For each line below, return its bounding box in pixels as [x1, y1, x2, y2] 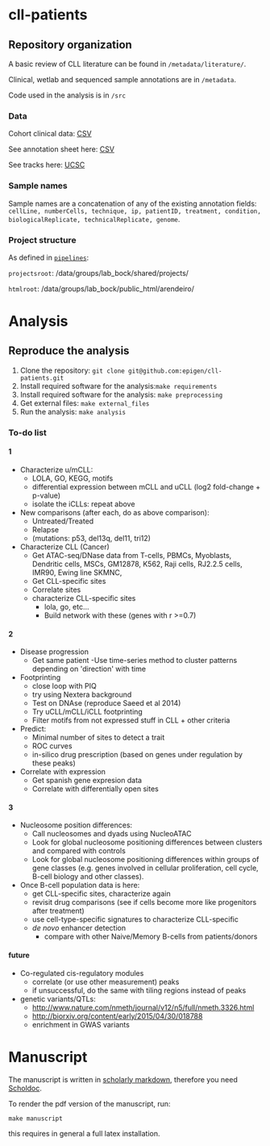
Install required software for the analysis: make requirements [19, 381, 218, 390]
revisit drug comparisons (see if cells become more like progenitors [31, 898, 257, 907]
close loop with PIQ [31, 681, 97, 691]
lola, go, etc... [44, 602, 90, 612]
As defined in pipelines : [8, 252, 89, 262]
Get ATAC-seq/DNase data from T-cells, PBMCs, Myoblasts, [31, 551, 232, 560]
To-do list [8, 427, 47, 438]
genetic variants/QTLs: [19, 994, 97, 1003]
